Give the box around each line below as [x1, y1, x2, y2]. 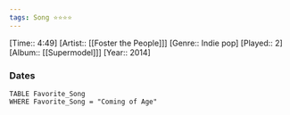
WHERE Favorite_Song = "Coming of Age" [9, 97, 158, 106]
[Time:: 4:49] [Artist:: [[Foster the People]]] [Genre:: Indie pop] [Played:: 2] [9, 37, 283, 48]
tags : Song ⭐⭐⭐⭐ [9, 12, 73, 22]
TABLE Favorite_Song [9, 89, 87, 98]
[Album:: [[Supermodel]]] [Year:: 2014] [9, 46, 152, 58]
